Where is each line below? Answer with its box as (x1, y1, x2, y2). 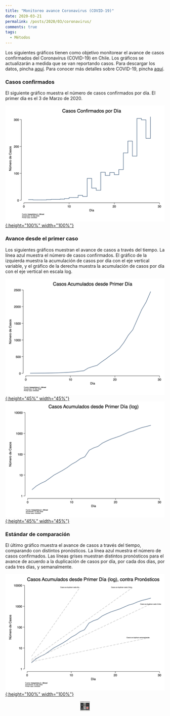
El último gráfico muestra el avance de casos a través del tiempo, (5, 542, 142, 548)
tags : (5, 29, 17, 35)
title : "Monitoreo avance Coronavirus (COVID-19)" (5, 8, 114, 13)
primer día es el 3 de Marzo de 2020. (5, 96, 82, 102)
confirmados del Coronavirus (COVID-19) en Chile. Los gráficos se (5, 55, 144, 61)
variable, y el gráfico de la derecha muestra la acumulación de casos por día (5, 263, 164, 269)
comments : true (5, 24, 37, 29)
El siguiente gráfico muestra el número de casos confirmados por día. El (5, 90, 156, 96)
